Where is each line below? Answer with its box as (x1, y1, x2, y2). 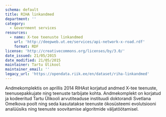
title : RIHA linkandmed (5, 12, 55, 17)
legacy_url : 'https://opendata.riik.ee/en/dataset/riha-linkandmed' (5, 72, 150, 77)
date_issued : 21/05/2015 (5, 53, 56, 58)
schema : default (5, 7, 39, 12)
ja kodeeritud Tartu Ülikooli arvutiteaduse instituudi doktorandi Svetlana (5, 95, 151, 101)
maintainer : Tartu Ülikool (5, 62, 61, 67)
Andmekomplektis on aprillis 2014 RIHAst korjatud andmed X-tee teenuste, (5, 85, 158, 91)
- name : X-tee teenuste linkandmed (9, 35, 83, 40)
